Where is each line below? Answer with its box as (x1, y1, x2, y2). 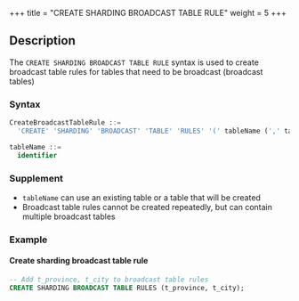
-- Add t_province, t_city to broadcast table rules (9, 275, 209, 284)
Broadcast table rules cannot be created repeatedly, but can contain (21, 201, 273, 212)
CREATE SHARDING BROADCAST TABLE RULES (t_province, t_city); (9, 283, 245, 292)
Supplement (9, 172, 64, 184)
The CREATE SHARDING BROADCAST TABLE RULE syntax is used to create (9, 57, 260, 68)
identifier (17, 150, 58, 159)
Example (9, 233, 48, 246)
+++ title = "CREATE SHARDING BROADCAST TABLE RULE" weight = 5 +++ (9, 8, 287, 18)
